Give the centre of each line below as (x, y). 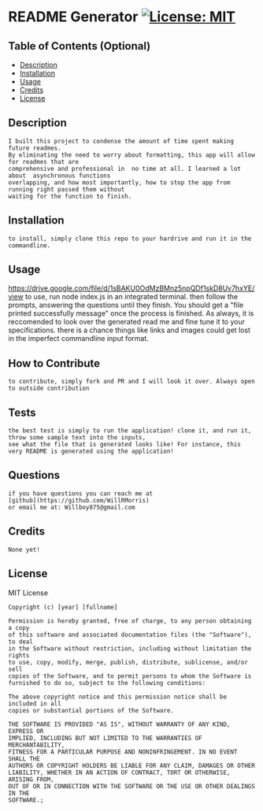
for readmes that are (44, 161)
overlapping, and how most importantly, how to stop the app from (119, 182)
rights (19, 655)
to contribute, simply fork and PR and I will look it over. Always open (132, 382)
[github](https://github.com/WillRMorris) (79, 500)
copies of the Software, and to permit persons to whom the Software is (130, 676)
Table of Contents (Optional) (80, 46)
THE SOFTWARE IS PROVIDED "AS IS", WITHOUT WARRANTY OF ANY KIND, (119, 724)
